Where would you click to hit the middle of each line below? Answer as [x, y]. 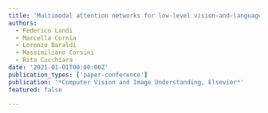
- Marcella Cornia [46, 38]
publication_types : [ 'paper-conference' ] [78, 75]
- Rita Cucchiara [44, 60]
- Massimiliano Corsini [55, 53]
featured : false [35, 90]
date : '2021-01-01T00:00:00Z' [59, 68]
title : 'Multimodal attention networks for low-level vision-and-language [135, 16]
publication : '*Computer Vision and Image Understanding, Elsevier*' [126, 82]
